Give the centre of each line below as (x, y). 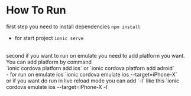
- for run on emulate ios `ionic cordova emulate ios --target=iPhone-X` (92, 74)
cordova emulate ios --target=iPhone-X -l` (58, 87)
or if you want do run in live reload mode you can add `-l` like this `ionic (93, 81)
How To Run (36, 10)
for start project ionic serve (49, 38)
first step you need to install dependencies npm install (73, 27)
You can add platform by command (49, 62)
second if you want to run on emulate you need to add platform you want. (96, 55)
